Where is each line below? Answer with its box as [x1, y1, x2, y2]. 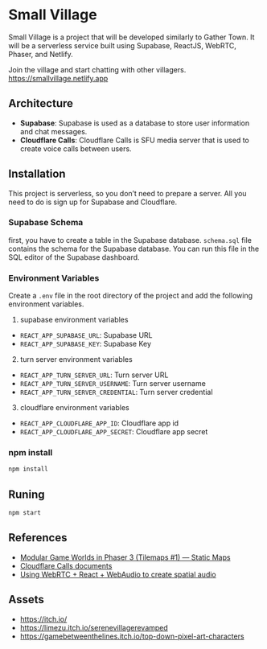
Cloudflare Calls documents [19, 561, 113, 570]
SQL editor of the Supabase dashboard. [8, 252, 140, 262]
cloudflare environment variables [19, 403, 130, 413]
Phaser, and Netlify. [8, 49, 74, 59]
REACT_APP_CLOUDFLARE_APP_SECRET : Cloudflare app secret [19, 427, 208, 437]
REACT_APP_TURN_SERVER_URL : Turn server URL [19, 370, 169, 380]
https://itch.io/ [19, 614, 68, 624]
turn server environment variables [19, 355, 133, 364]
